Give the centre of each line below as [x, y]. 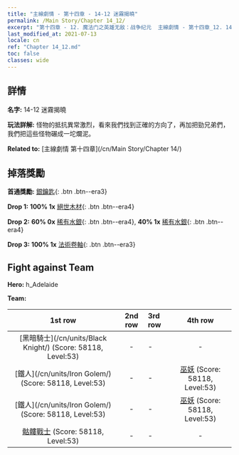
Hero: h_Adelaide [33, 285]
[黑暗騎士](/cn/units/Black [63, 338]
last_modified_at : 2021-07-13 [52, 34]
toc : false [23, 54]
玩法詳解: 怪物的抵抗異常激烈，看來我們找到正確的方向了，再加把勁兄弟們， [118, 125]
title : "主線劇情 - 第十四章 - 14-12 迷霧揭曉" [73, 14]
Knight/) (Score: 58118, [63, 347]
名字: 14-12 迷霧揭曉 [37, 109]
